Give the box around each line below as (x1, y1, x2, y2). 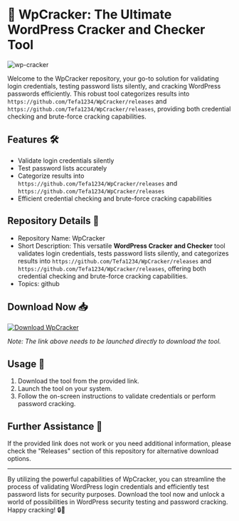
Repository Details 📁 (7, 215, 100, 227)
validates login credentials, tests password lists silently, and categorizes (17, 249, 229, 258)
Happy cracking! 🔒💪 (7, 506, 65, 514)
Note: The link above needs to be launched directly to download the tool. (7, 337, 222, 345)
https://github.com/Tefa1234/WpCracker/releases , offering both (17, 264, 206, 273)
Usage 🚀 (7, 358, 45, 370)
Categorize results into (17, 171, 85, 180)
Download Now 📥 (7, 300, 88, 313)
